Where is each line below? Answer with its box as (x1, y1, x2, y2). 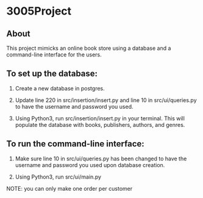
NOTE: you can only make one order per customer (6, 185, 133, 192)
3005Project (6, 4, 72, 18)
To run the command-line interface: (6, 138, 144, 149)
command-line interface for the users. (6, 51, 102, 58)
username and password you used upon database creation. (15, 161, 165, 168)
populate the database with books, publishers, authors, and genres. (15, 121, 185, 128)
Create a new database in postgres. (15, 84, 105, 92)
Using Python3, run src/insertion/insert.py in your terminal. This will (15, 114, 185, 122)
